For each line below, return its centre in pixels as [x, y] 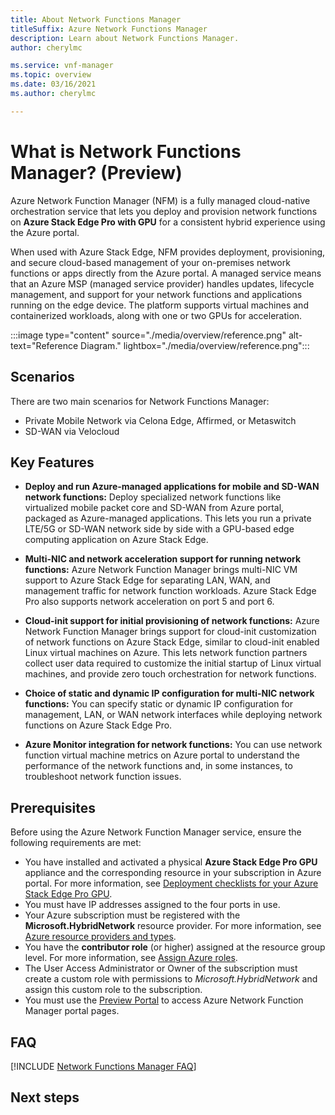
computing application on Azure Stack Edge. [116, 540]
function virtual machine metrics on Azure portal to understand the [162, 755]
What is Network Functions [126, 151]
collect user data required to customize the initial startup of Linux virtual [173, 663]
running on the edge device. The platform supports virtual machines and [159, 305]
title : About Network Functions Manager [96, 19]
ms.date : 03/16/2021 [53, 84]
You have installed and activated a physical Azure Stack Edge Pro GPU [171, 862]
